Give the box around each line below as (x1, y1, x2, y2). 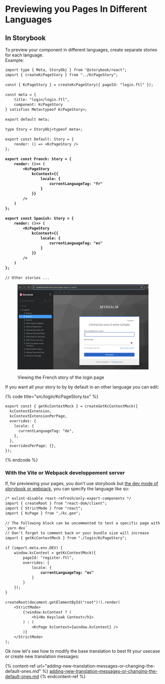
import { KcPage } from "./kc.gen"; (5, 511, 81, 516)
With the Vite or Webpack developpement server (5, 469, 125, 476)
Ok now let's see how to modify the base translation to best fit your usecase (5, 648, 161, 654)
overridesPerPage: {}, (9, 443, 56, 448)
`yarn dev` (5, 526, 28, 531)
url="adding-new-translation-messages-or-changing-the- (37, 663, 156, 669)
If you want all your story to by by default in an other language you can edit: (5, 384, 160, 390)
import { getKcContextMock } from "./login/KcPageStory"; (5, 536, 127, 540)
